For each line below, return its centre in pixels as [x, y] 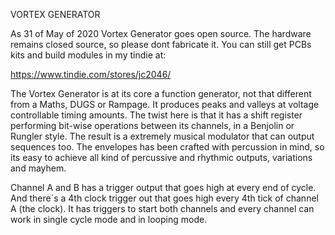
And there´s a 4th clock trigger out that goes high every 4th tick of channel [164, 198]
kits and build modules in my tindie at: [88, 55]
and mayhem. [38, 168]
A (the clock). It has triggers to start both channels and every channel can [162, 208]
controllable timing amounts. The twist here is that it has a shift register [156, 115]
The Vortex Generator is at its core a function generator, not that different [161, 93]
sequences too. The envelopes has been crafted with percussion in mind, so [167, 147]
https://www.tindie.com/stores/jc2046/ [91, 74]
